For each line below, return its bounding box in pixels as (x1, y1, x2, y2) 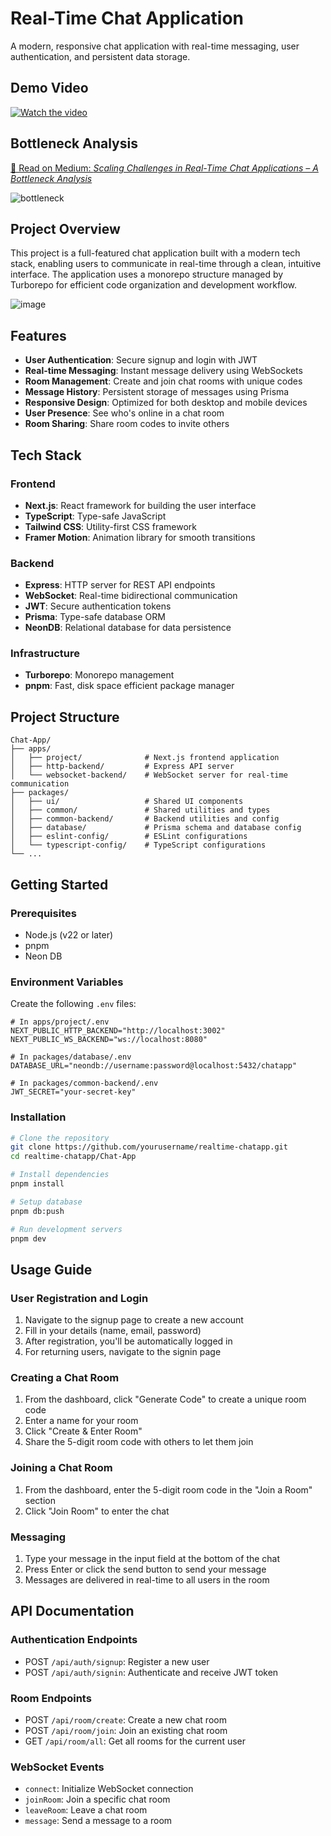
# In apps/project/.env (10, 1017, 110, 1027)
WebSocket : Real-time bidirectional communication (24, 590, 238, 602)
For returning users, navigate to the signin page (24, 1346, 222, 1358)
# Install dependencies (10, 1170, 110, 1180)
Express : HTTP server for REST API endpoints (24, 579, 216, 591)
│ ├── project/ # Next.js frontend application (10, 753, 280, 763)
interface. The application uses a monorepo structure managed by (10, 268, 284, 281)
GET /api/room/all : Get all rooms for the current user (24, 1735, 246, 1747)
